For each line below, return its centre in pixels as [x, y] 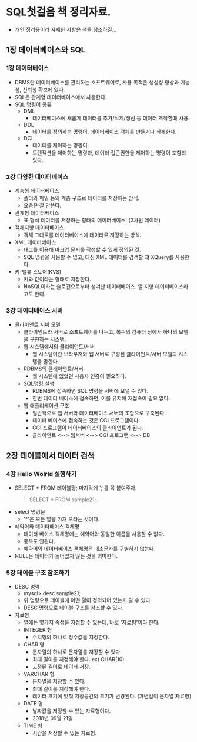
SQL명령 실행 [39, 383]
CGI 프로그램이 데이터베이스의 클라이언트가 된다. [88, 428]
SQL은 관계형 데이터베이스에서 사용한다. [61, 97]
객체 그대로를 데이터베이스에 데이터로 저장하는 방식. [82, 235]
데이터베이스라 [172, 286]
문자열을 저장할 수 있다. [59, 681]
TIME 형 [33, 725]
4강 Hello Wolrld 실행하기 [41, 474]
